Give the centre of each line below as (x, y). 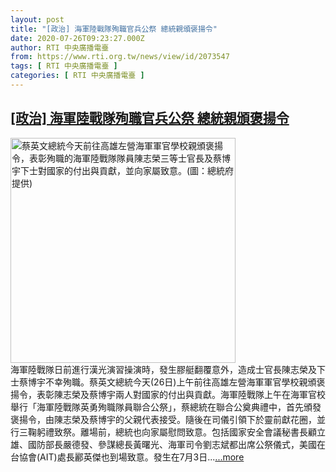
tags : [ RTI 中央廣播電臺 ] (64, 66)
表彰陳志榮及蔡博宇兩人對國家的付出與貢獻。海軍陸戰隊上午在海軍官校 (181, 394)
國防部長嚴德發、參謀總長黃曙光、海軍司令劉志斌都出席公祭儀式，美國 (172, 444)
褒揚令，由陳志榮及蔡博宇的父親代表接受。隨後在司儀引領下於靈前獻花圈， (163, 419)
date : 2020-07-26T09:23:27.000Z (77, 38)
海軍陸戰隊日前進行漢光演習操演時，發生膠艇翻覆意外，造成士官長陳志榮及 (163, 369)
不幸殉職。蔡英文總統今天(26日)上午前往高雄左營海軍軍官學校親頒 (180, 382)
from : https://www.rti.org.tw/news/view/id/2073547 (120, 57)
